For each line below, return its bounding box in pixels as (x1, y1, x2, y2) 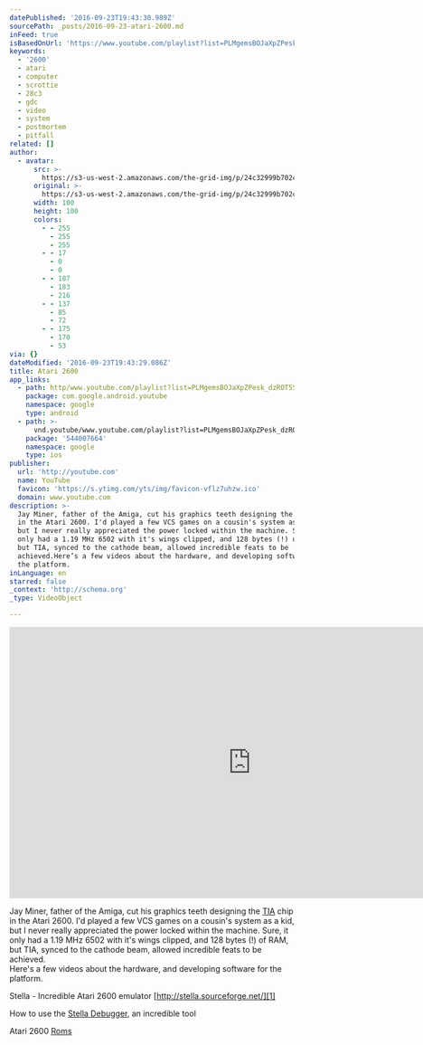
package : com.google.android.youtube (25, 392, 168, 401)
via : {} (9, 349, 39, 358)
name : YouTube (17, 476, 70, 485)
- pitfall (17, 131, 54, 140)
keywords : (9, 47, 47, 56)
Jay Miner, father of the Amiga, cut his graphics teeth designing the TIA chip (9, 906, 294, 917)
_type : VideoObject (9, 594, 83, 603)
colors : (33, 214, 63, 224)
